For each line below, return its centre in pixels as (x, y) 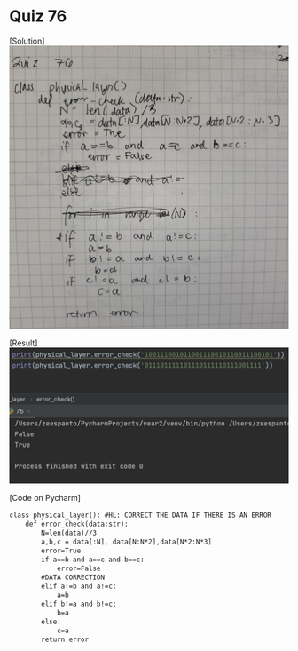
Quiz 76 (38, 16)
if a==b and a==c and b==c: (93, 560)
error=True (61, 551)
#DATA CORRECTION (73, 578)
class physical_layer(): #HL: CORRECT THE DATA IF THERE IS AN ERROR (141, 516)
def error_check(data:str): (77, 524)
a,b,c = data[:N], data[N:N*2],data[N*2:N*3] (127, 542)
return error (65, 640)
